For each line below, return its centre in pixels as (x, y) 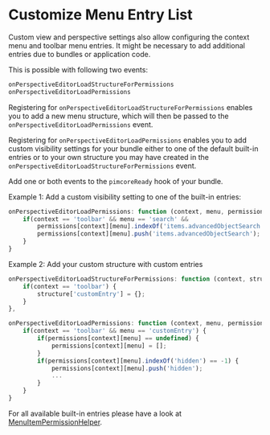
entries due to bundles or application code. (80, 54)
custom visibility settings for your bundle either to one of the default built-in (133, 148)
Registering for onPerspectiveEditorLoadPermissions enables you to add (127, 140)
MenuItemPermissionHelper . (55, 422)
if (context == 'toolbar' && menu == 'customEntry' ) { (115, 331)
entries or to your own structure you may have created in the (108, 157)
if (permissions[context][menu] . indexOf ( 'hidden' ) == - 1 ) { (138, 361)
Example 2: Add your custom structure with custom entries (106, 264)
